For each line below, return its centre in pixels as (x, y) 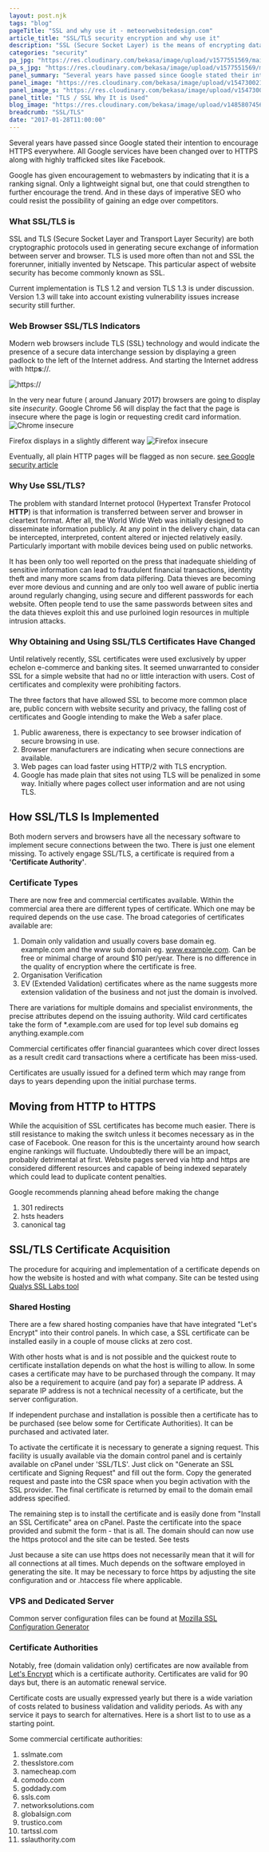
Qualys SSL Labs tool (44, 1286)
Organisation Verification (61, 975)
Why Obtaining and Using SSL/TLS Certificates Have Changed (133, 641)
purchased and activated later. (59, 1432)
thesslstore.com (47, 1762)
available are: (31, 926)
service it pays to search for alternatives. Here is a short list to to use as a (130, 1714)
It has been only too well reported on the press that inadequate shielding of (133, 561)
